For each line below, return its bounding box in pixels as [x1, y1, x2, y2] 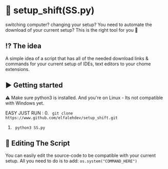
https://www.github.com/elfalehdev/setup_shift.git [5, 115, 118, 120]
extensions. [5, 66, 30, 72]
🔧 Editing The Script [5, 139, 70, 148]
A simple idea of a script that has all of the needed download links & [5, 55, 149, 61]
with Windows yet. [5, 100, 45, 106]
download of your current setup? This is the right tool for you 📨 [5, 27, 138, 33]
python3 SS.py [15, 125, 46, 130]
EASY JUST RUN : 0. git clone [5, 110, 73, 116]
